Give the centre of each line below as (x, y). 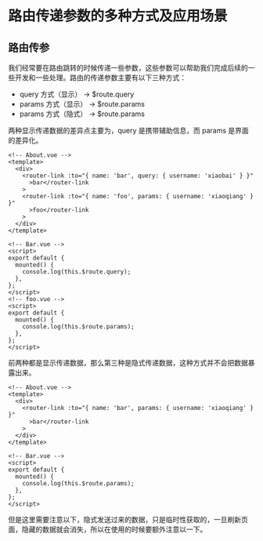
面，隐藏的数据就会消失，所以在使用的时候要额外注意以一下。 (108, 529)
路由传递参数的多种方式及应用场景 (118, 16)
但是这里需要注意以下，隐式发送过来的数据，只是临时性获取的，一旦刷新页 (128, 519)
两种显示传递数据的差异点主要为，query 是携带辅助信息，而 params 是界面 (128, 131)
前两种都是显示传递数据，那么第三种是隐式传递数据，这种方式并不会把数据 (128, 363)
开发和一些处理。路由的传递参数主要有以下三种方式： (100, 78)
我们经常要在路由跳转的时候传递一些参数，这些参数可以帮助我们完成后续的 (128, 68)
